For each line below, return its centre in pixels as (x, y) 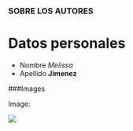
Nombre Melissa (46, 65)
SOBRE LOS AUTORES (51, 11)
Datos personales (67, 44)
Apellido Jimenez (48, 73)
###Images (27, 89)
